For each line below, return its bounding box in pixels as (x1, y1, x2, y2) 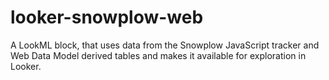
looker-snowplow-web (10, 6, 204, 29)
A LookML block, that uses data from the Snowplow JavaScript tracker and (10, 39, 320, 51)
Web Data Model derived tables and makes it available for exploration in (10, 49, 307, 61)
